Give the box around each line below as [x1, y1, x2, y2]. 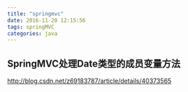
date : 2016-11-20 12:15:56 [7, 17, 86, 24]
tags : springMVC [7, 23, 55, 30]
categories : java [7, 29, 58, 37]
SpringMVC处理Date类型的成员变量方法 [7, 58, 180, 70]
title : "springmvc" [7, 10, 64, 18]
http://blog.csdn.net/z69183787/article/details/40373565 [7, 77, 172, 85]
